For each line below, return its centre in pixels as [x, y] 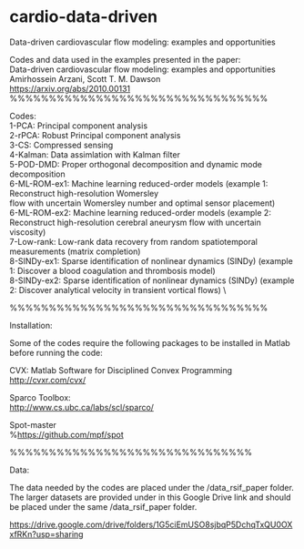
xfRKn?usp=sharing [46, 534]
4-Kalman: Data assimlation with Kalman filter [95, 154]
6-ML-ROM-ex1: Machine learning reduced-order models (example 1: [139, 183]
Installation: [31, 325]
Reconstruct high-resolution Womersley [84, 193]
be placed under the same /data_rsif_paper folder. [103, 506]
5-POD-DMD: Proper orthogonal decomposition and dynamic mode [136, 164]
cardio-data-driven [84, 17]
